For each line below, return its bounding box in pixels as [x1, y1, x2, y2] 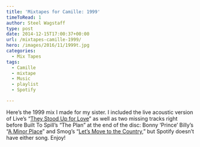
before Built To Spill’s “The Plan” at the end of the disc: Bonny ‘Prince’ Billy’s [6, 121, 193, 128]
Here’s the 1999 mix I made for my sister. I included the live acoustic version [6, 109, 193, 116]
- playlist [11, 82, 39, 88]
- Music [11, 76, 31, 82]
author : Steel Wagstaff [6, 20, 66, 26]
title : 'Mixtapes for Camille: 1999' [6, 8, 101, 15]
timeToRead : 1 [6, 14, 42, 20]
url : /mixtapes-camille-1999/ [6, 37, 82, 43]
